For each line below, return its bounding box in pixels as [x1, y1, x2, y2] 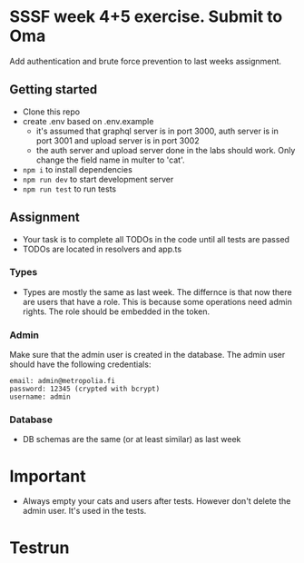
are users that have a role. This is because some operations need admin [22, 296, 292, 307]
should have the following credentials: [9, 359, 152, 370]
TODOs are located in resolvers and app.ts [22, 243, 182, 254]
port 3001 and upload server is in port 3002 [35, 134, 200, 146]
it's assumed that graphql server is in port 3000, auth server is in [35, 125, 279, 136]
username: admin [9, 392, 71, 401]
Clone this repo [22, 106, 80, 117]
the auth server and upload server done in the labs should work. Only [35, 144, 296, 155]
